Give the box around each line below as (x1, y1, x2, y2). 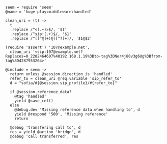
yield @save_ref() (14, 98, 53, 103)
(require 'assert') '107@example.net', (5, 45, 90, 50)
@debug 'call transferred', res (10, 134, 79, 139)
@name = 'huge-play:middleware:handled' (5, 9, 93, 14)
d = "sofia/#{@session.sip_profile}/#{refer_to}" (10, 80, 117, 85)
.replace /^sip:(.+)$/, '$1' (10, 32, 72, 37)
